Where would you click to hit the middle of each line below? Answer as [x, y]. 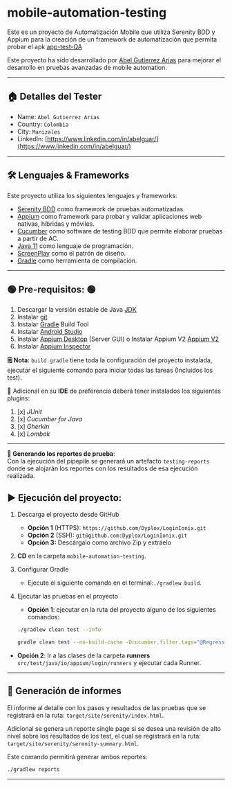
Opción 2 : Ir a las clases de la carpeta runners [84, 655]
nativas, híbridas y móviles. [56, 224]
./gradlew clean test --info [59, 630]
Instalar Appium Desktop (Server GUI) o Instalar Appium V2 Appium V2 [118, 339]
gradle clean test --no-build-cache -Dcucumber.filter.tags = [107, 642]
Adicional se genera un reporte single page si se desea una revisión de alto [114, 728]
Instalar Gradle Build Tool [53, 324]
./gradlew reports [33, 769]
